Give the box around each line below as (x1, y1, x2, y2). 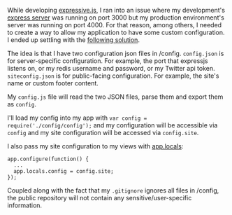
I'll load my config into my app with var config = (7, 113, 147, 122)
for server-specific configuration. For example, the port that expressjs (7, 57, 208, 65)
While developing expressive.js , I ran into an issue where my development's (7, 6, 226, 14)
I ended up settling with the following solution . (7, 36, 140, 44)
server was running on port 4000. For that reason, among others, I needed (7, 21, 222, 29)
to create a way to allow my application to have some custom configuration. (7, 28, 225, 36)
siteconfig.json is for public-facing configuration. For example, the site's (7, 71, 219, 80)
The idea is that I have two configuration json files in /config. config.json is (7, 49, 224, 57)
